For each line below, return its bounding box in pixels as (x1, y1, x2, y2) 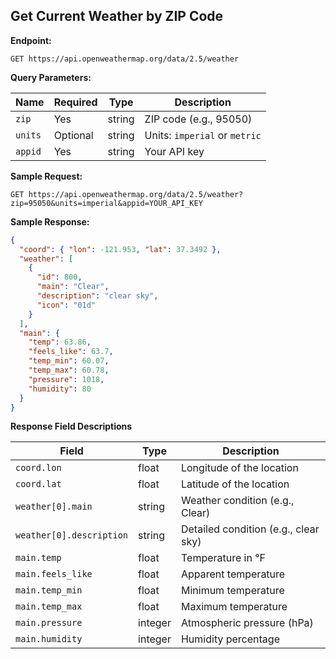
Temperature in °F (180, 551, 266, 565)
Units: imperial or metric (144, 128, 262, 142)
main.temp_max (15, 601, 83, 613)
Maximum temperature (180, 600, 288, 614)
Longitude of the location (180, 461, 299, 475)
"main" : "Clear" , (36, 282, 110, 292)
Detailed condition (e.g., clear (180, 522, 320, 536)
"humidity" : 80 (28, 384, 92, 394)
